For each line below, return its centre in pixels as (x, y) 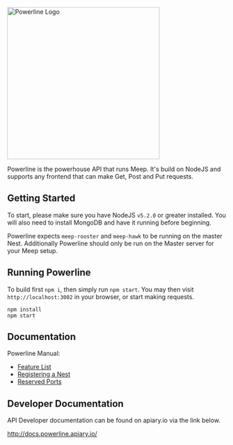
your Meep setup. (32, 250)
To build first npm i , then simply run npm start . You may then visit (101, 289)
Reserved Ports (39, 382)
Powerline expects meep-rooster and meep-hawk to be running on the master (115, 236)
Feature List (34, 367)
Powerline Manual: (34, 353)
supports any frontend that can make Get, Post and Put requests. (100, 176)
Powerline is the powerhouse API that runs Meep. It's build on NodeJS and (114, 169)
